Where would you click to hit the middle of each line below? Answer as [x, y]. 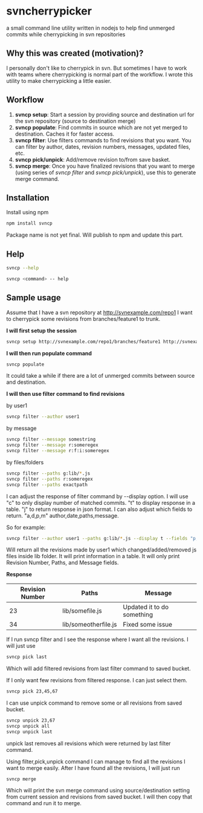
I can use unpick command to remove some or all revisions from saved [94, 703]
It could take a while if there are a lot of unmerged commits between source [101, 376]
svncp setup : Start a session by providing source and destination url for [105, 114]
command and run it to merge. [44, 803]
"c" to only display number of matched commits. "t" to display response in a [101, 502]
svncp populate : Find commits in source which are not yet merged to [101, 127]
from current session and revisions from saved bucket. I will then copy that [99, 797]
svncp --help [23, 268]
